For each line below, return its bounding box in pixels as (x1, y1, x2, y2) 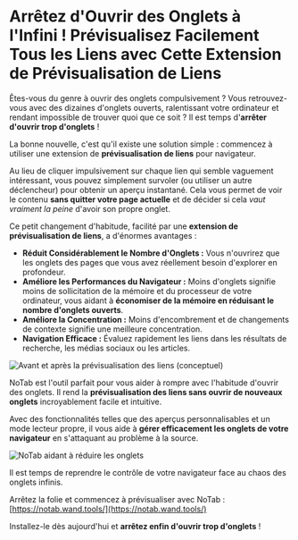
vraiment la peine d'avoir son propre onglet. (9, 203, 171, 214)
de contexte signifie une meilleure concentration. (21, 324, 203, 334)
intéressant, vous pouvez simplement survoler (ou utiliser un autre (9, 174, 252, 185)
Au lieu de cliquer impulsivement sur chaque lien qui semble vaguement (9, 165, 274, 176)
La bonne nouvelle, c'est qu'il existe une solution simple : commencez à (9, 139, 273, 149)
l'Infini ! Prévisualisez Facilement (9, 25, 260, 46)
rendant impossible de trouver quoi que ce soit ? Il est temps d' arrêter (9, 112, 268, 122)
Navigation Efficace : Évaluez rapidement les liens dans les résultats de (21, 333, 287, 343)
